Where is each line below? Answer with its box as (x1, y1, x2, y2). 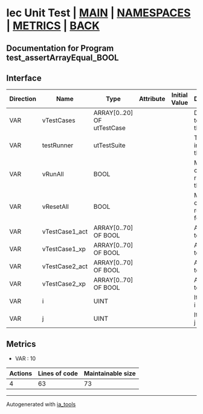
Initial (171, 91, 188, 99)
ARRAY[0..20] (93, 109, 134, 117)
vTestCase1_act (42, 228, 88, 236)
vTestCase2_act (42, 262, 88, 271)
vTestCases (42, 116, 76, 125)
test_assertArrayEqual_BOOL (6, 52, 119, 63)
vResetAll (42, 203, 69, 211)
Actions (9, 369, 32, 378)
